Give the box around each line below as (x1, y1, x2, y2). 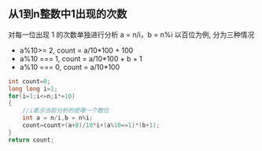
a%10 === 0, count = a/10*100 (19, 62, 120, 72)
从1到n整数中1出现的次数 (8, 7, 127, 21)
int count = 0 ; (8, 77, 51, 85)
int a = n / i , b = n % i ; (22, 114, 93, 122)
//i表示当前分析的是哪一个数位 (22, 107, 109, 115)
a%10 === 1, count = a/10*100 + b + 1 (19, 53, 143, 63)
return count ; (8, 136, 55, 144)
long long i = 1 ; (8, 85, 58, 93)
